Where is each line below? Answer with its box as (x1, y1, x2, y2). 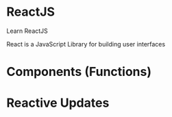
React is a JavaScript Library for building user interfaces (6, 40, 166, 48)
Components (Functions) (6, 64, 152, 79)
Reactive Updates (6, 95, 110, 111)
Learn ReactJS (6, 27, 49, 35)
